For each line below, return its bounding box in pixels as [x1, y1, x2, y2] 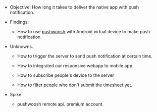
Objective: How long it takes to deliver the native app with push [9, 4, 139, 10]
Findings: [9, 19, 29, 25]
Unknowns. [9, 44, 33, 49]
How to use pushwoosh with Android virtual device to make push [17, 29, 150, 34]
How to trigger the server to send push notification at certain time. [17, 53, 153, 59]
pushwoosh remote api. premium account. [17, 101, 104, 107]
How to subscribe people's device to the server [17, 72, 114, 78]
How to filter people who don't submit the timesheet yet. [17, 82, 133, 88]
